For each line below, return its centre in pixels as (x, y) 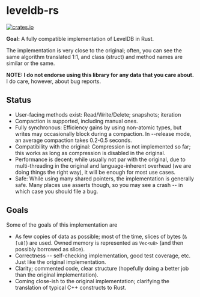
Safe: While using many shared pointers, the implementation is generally (104, 179)
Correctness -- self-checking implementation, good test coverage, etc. (103, 256)
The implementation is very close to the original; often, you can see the (94, 50)
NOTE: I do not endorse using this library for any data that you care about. (100, 75)
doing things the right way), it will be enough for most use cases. (95, 172)
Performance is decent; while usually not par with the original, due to (100, 159)
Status (19, 100)
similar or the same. (31, 63)
